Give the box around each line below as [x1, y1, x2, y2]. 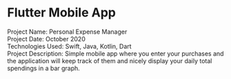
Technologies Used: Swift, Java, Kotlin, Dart [7, 42, 132, 50]
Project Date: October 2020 [7, 34, 86, 43]
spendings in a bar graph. [7, 64, 81, 72]
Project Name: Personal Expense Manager [7, 27, 128, 36]
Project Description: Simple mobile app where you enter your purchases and [7, 49, 224, 58]
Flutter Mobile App [7, 5, 116, 21]
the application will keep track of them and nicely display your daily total [7, 56, 212, 65]
